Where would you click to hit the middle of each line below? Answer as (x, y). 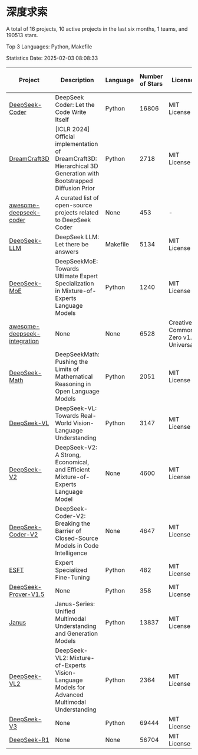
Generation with (77, 173)
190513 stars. (22, 35)
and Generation (77, 633)
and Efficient (72, 469)
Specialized (71, 569)
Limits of (67, 369)
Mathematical (74, 376)
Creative (181, 323)
